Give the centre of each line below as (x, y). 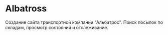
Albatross (26, 9)
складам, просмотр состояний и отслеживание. (57, 27)
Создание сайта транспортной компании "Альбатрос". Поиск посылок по (84, 22)
